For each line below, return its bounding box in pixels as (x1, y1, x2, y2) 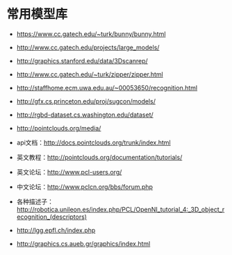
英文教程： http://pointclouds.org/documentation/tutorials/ (16, 153, 183, 161)
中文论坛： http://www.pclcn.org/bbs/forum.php (16, 182, 154, 191)
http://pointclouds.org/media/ (16, 124, 101, 132)
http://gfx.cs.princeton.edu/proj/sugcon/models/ (16, 97, 156, 105)
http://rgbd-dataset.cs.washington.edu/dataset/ (16, 110, 154, 119)
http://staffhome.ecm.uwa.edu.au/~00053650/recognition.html (16, 83, 198, 92)
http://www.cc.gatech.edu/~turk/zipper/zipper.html (16, 70, 164, 79)
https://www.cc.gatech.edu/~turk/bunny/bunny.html (16, 29, 166, 38)
